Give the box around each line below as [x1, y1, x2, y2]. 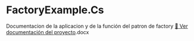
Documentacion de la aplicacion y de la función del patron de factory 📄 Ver [6, 23, 188, 29]
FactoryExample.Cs [6, 3, 105, 17]
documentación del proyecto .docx [6, 28, 89, 35]
